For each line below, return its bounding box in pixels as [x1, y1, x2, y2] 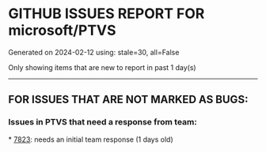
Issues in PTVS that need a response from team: [8, 117, 198, 128]
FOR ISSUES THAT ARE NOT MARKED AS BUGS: [8, 93, 249, 106]
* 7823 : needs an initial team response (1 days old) [8, 135, 174, 144]
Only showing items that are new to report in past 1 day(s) [8, 62, 196, 72]
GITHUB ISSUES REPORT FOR [8, 5, 205, 23]
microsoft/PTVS [8, 21, 116, 39]
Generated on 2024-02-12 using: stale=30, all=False [8, 47, 180, 57]
